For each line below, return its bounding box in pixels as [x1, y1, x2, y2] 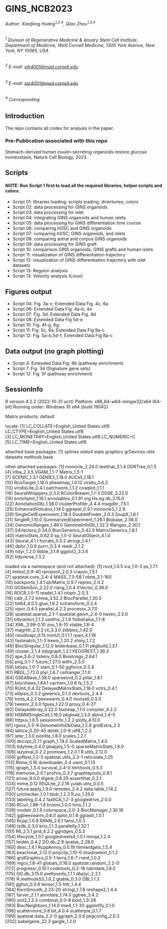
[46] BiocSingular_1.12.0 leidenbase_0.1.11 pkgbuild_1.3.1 [5, 643, 118, 649]
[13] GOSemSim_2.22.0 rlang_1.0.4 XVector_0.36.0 [5, 584, 108, 590]
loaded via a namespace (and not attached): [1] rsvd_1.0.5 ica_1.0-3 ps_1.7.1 [5, 563, 158, 569]
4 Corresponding [5, 95, 40, 102]
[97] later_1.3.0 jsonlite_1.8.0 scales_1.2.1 [5, 733, 86, 739]
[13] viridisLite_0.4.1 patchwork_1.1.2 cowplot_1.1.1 [5, 485, 104, 491]
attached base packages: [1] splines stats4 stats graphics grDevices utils [5, 448, 156, 454]
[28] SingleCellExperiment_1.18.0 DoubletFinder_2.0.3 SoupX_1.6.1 [5, 511, 139, 517]
